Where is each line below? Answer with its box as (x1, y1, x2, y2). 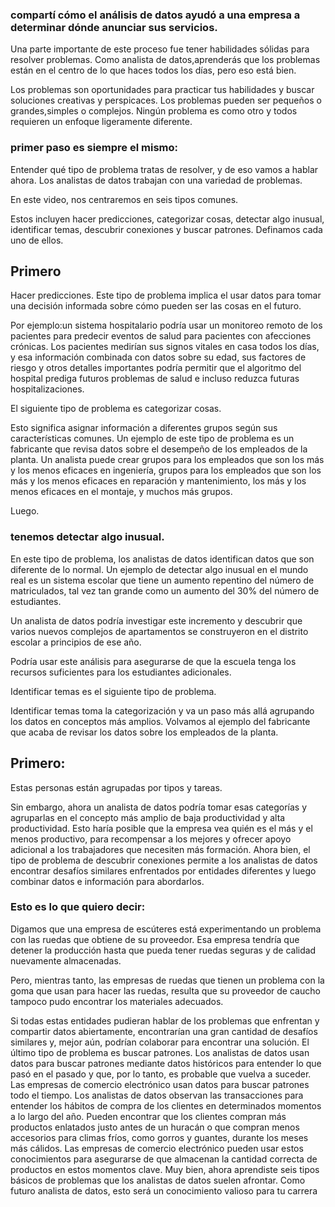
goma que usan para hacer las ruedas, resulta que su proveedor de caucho (10, 984, 321, 997)
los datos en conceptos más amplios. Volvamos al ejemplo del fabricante (10, 715, 311, 727)
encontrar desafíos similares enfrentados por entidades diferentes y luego (10, 864, 317, 877)
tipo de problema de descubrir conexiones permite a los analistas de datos (10, 854, 318, 866)
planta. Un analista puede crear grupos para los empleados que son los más (10, 454, 325, 466)
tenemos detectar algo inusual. (10, 530, 165, 544)
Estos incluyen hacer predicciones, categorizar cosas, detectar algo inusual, (10, 213, 325, 225)
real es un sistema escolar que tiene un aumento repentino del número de (10, 574, 315, 586)
